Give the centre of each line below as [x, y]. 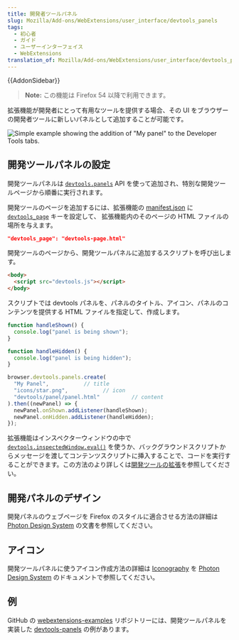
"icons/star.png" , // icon [70, 391]
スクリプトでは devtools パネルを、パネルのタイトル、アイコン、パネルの [115, 303]
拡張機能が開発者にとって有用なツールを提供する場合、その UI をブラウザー [118, 110]
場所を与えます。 [32, 225]
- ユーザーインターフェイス [49, 47]
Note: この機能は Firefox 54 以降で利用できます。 [97, 95]
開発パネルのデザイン [54, 498]
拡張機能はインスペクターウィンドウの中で [69, 438]
